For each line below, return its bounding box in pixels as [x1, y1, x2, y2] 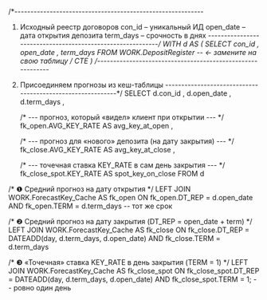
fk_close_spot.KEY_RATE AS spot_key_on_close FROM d [19, 169, 205, 178]
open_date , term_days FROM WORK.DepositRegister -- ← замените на [19, 48, 257, 57]
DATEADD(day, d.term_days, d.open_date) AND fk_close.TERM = [8, 234, 221, 243]
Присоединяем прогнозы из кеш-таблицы [19, 80, 163, 89]
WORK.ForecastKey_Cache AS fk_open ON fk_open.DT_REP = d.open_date [8, 193, 253, 202]
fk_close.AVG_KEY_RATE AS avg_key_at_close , [19, 145, 175, 154]
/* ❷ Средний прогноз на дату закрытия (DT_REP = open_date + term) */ [8, 217, 253, 226]
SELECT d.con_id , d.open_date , [124, 89, 232, 98]
